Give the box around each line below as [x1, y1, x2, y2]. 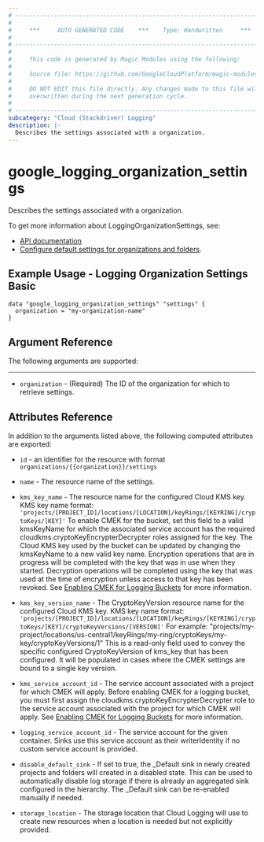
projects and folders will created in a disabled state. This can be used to [19, 768, 253, 777]
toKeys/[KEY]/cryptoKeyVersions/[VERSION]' [19, 623, 165, 631]
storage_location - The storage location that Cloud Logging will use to [19, 808, 249, 818]
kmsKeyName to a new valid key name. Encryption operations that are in [19, 549, 255, 558]
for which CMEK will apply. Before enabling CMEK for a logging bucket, [19, 687, 251, 696]
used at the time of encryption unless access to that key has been [19, 574, 233, 584]
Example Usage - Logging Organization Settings [8, 267, 249, 280]
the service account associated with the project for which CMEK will [19, 704, 241, 713]
